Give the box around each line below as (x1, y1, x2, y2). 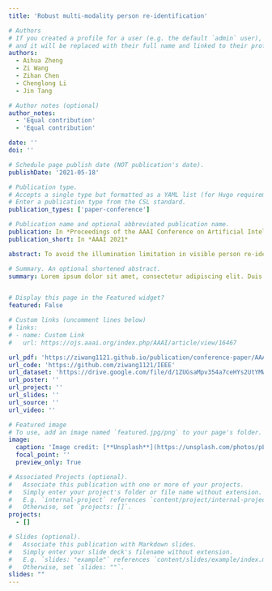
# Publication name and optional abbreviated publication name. (8, 221, 230, 229)
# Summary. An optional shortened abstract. (8, 264, 161, 272)
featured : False (8, 302, 63, 310)
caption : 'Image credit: (15, 443, 100, 452)
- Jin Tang (15, 87, 53, 95)
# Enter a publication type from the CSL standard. (8, 198, 186, 207)
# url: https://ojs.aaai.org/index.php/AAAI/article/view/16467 (8, 338, 237, 347)
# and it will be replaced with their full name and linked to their (8, 41, 249, 49)
